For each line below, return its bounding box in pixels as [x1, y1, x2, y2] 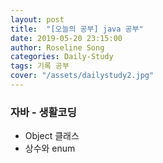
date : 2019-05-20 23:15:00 [10, 33, 123, 43]
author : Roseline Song [10, 42, 105, 53]
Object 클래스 [24, 130, 80, 142]
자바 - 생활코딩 [10, 105, 77, 119]
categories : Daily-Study [10, 52, 114, 62]
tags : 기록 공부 [10, 61, 70, 71]
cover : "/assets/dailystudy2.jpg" [10, 71, 155, 81]
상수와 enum [24, 142, 76, 155]
